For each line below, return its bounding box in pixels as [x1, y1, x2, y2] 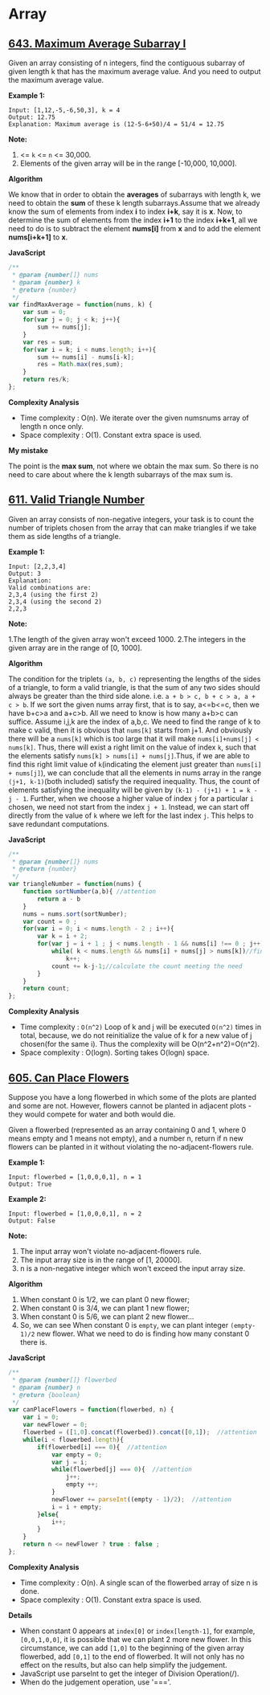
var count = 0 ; [22, 917, 78, 925]
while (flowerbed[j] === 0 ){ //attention [51, 1465, 193, 1474]
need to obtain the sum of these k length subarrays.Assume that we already [8, 198, 260, 207]
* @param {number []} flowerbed [11, 1375, 117, 1384]
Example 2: [8, 1195, 47, 1203]
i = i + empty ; [51, 1503, 103, 1511]
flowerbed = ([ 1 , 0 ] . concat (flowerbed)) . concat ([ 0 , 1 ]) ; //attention [22, 1428, 257, 1436]
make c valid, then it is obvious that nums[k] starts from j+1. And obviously [8, 725, 253, 735]
